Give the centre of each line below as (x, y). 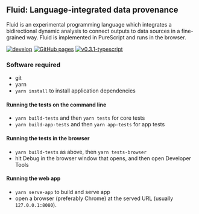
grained (16, 37)
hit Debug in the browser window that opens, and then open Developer (103, 158)
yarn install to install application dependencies (75, 91)
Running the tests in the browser (48, 138)
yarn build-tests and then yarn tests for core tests (80, 118)
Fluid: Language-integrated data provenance (93, 10)
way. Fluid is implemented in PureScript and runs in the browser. (106, 37)
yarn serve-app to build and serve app (62, 192)
